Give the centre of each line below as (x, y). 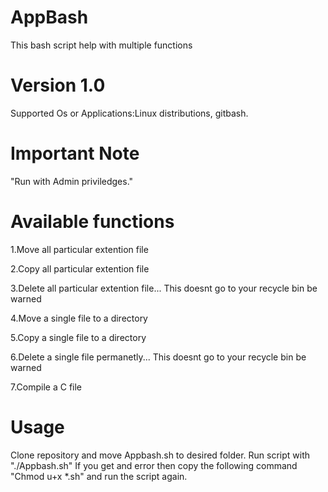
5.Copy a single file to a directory (78, 337)
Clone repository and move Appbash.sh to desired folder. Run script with (160, 455)
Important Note (75, 153)
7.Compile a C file (46, 387)
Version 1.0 (58, 85)
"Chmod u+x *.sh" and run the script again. (99, 476)
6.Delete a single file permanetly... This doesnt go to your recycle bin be (158, 357)
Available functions (92, 222)
